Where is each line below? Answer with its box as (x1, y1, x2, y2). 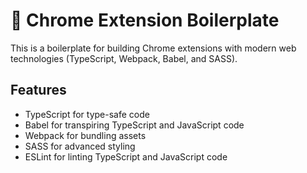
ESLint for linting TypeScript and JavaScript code (24, 150, 228, 163)
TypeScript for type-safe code (24, 108, 150, 120)
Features (10, 82, 67, 99)
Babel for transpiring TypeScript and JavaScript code (24, 119, 245, 131)
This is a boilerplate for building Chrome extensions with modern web (10, 42, 297, 54)
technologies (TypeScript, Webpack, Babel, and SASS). (10, 52, 238, 64)
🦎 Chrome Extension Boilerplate (10, 9, 280, 32)
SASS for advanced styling (24, 140, 136, 152)
